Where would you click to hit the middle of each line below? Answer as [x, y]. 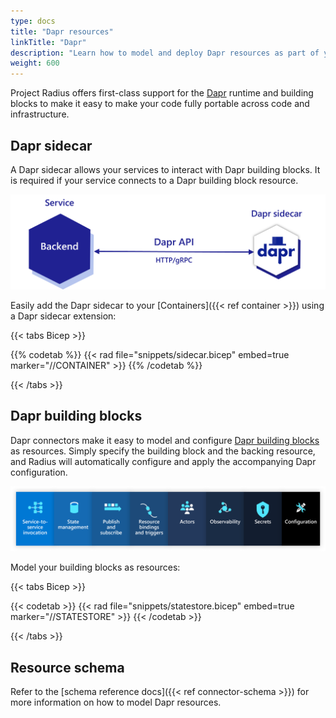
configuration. [39, 472]
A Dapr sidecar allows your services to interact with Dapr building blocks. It [165, 169]
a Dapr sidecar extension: [63, 316]
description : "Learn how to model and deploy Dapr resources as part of [165, 53]
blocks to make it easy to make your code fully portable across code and [160, 104]
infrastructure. [40, 114]
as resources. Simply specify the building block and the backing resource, [163, 451]
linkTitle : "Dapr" [48, 42]
